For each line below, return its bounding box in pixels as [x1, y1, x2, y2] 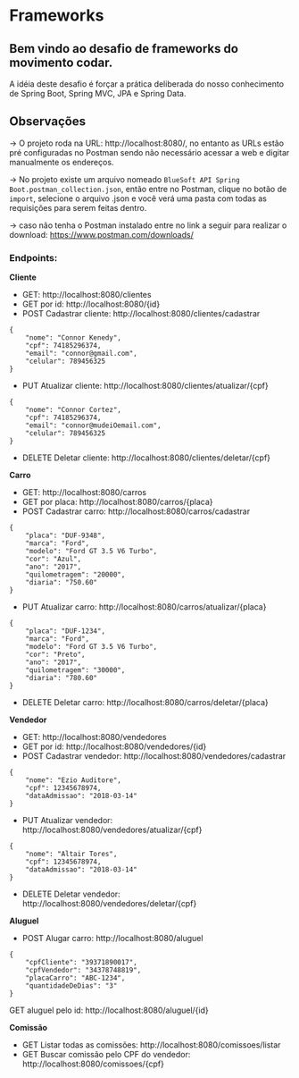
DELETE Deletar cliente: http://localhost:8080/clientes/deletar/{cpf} [21, 452, 270, 463]
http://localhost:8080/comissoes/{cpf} [21, 1058, 165, 1069]
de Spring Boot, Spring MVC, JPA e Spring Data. [9, 88, 187, 98]
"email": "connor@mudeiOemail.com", [25, 421, 162, 430]
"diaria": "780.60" [25, 674, 98, 683]
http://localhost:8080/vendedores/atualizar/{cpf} [21, 824, 203, 836]
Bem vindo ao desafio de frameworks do [9, 41, 239, 56]
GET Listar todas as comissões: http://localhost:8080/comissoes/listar [21, 1040, 281, 1050]
